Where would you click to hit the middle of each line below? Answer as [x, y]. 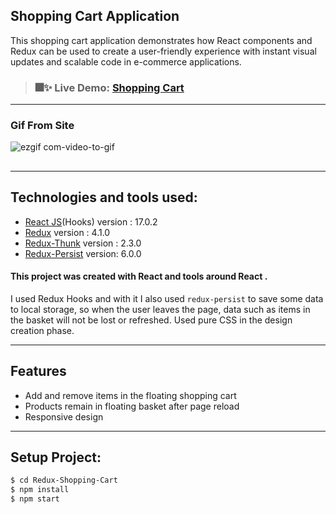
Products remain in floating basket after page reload [132, 406]
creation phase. [42, 330]
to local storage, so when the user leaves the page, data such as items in [160, 309]
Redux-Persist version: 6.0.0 [83, 253]
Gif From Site [42, 126]
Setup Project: [56, 457]
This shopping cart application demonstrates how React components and [161, 40]
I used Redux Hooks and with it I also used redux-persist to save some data [167, 298]
